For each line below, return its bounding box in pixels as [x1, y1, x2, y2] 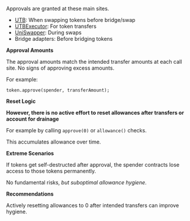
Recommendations [6, 190, 54, 197]
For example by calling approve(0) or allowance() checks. [6, 127, 147, 134]
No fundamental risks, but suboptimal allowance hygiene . [6, 179, 147, 186]
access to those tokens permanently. [6, 168, 96, 174]
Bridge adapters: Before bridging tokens [14, 35, 113, 42]
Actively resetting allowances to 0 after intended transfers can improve [6, 202, 179, 209]
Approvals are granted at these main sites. [6, 5, 110, 12]
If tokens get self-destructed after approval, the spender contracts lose [6, 161, 179, 168]
